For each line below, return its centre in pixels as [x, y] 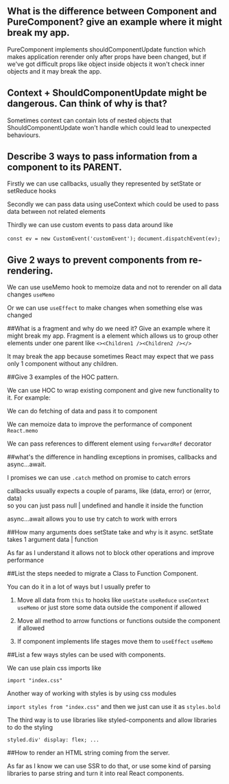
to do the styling [30, 728]
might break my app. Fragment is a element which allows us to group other [113, 336]
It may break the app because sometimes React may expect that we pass [110, 356]
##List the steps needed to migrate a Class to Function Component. [103, 574]
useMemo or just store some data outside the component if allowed [109, 607]
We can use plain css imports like [54, 668]
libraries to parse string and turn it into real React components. [96, 774]
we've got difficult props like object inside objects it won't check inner [106, 64]
